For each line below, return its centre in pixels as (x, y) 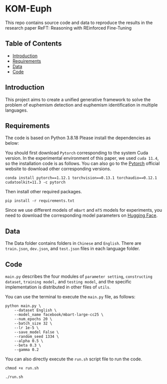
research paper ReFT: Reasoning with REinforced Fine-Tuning (69, 28)
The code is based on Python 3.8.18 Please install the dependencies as (78, 138)
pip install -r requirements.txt (40, 201)
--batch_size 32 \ (33, 323)
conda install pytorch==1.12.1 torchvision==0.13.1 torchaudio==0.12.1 (81, 178)
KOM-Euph (29, 9)
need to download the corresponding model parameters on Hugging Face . (82, 215)
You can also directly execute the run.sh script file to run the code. (74, 359)
